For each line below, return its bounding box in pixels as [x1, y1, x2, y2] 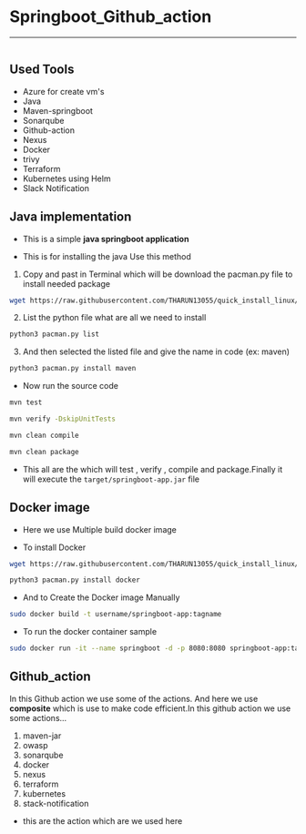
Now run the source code [22, 381, 118, 392]
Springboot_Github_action [9, 6, 212, 27]
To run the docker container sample [22, 626, 158, 637]
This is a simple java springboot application [22, 233, 189, 244]
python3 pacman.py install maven [9, 364, 137, 373]
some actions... [9, 712, 67, 723]
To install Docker [22, 542, 87, 553]
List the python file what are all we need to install [22, 312, 207, 323]
